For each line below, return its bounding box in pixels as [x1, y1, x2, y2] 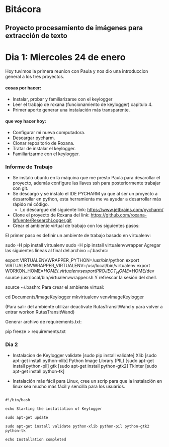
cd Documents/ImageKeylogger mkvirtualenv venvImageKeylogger [5, 294, 144, 300]
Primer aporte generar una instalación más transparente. [12, 106, 130, 113]
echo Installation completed [5, 437, 66, 442]
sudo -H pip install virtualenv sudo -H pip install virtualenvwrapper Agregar [5, 242, 161, 248]
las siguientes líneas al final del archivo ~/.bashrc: [5, 248, 109, 254]
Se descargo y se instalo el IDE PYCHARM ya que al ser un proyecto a [12, 191, 158, 197]
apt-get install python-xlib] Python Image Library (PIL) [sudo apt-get [12, 358, 154, 364]
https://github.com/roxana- [90, 212, 147, 218]
